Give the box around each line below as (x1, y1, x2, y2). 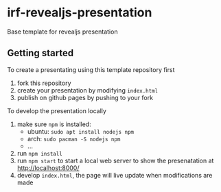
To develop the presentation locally (7, 106, 106, 115)
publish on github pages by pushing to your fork (16, 93, 153, 101)
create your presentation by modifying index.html (16, 86, 159, 94)
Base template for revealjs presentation (7, 27, 118, 36)
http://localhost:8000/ (16, 163, 80, 172)
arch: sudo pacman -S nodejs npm (27, 134, 121, 143)
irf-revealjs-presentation (7, 5, 152, 21)
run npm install (16, 149, 63, 157)
